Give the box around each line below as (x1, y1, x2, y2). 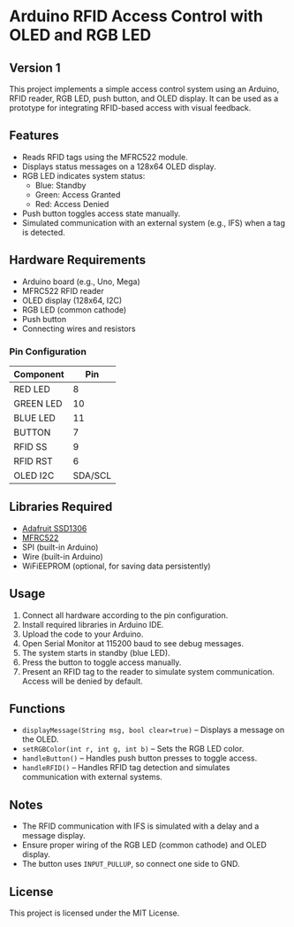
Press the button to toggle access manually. (21, 657, 182, 668)
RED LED (13, 382, 50, 395)
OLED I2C (13, 469, 55, 482)
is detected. (21, 227, 66, 237)
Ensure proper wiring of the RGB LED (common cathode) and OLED (21, 839, 268, 851)
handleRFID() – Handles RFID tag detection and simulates (21, 762, 230, 773)
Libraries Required (9, 499, 113, 514)
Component (13, 367, 64, 380)
